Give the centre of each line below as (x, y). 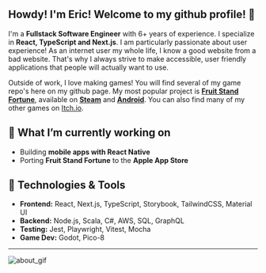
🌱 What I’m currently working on (89, 133)
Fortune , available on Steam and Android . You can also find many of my (127, 99)
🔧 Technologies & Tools (67, 186)
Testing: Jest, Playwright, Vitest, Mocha (85, 229)
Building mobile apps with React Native (85, 152)
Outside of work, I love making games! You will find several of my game (125, 82)
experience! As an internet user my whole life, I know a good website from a (132, 50)
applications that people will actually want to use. (88, 67)
